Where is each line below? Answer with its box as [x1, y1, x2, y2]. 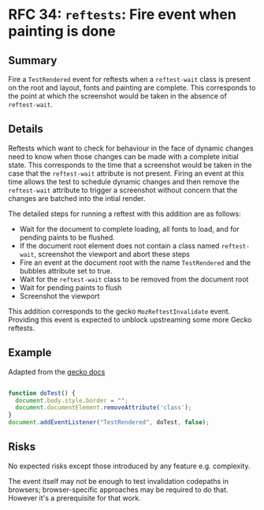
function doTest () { [8, 389, 76, 397]
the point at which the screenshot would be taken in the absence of [8, 91, 227, 100]
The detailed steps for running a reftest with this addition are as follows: [8, 209, 242, 218]
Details [8, 122, 43, 136]
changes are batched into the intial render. [8, 193, 146, 203]
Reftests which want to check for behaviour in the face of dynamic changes [8, 143, 254, 153]
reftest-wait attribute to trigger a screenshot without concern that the [8, 185, 238, 195]
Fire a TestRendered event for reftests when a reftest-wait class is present [8, 75, 251, 84]
